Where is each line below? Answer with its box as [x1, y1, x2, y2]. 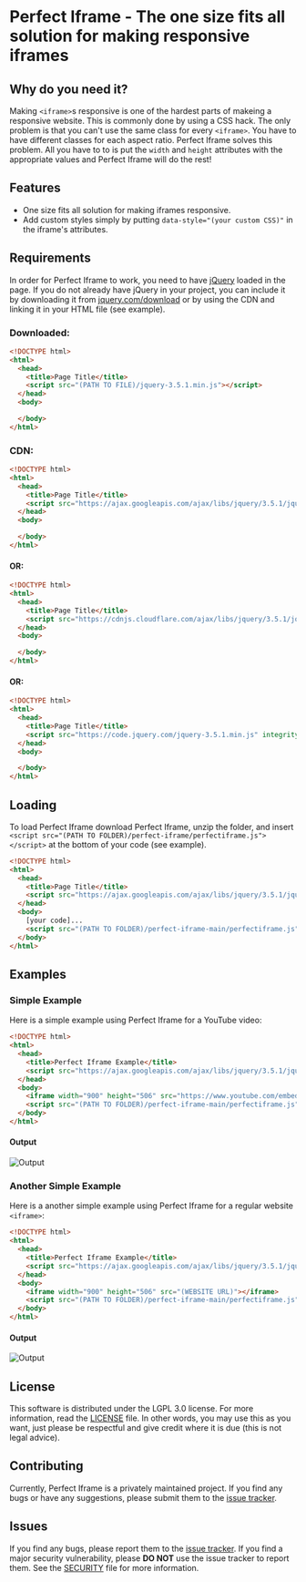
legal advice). [9, 1433, 61, 1443]
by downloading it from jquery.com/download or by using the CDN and [9, 293, 275, 304]
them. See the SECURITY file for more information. [9, 1562, 199, 1573]
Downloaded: [9, 326, 70, 339]
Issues [9, 1519, 48, 1535]
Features [9, 180, 61, 196]
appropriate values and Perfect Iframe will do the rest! [9, 154, 212, 165]
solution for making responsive [9, 26, 250, 46]
